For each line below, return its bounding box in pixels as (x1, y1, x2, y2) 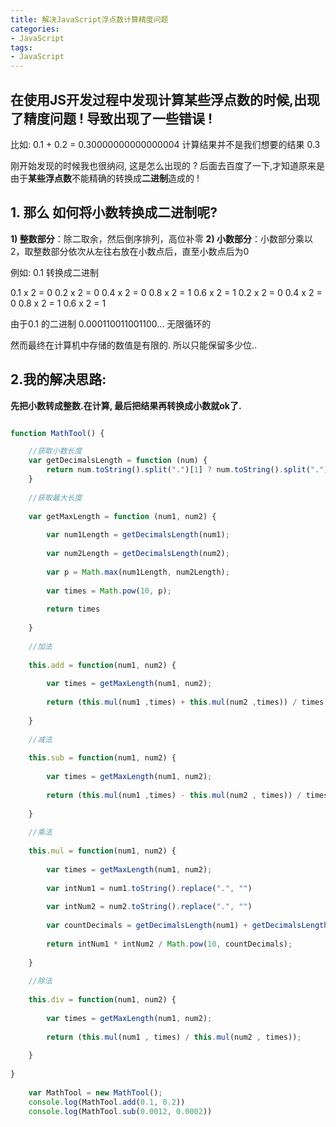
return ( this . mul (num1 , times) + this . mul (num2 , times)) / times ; (46, 697, 329, 708)
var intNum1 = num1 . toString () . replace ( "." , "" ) (46, 883, 253, 893)
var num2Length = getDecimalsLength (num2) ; (46, 549, 230, 559)
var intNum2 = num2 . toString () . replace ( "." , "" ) (46, 902, 253, 912)
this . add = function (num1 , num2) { (28, 660, 177, 670)
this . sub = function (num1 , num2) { (28, 753, 177, 763)
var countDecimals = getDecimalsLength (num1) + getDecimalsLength (46, 921, 329, 931)
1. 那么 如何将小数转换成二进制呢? (10, 204, 218, 221)
